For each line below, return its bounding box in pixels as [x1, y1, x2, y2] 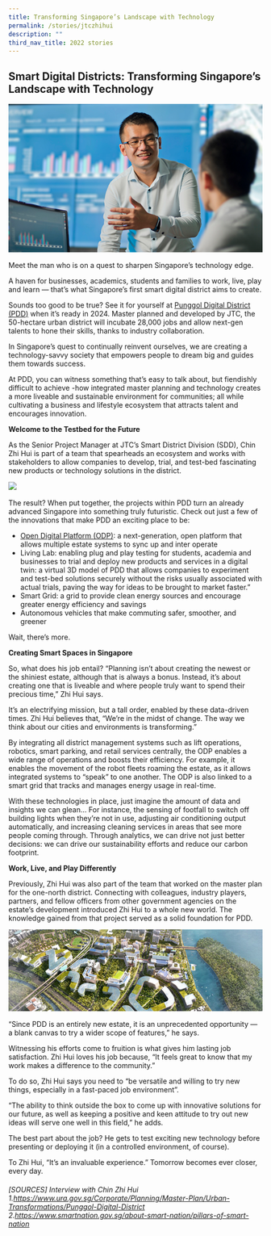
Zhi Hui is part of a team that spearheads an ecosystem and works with [8, 449, 246, 459]
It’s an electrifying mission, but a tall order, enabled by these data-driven [8, 705, 249, 714]
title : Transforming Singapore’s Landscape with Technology [8, 13, 215, 21]
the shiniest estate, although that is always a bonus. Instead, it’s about [8, 672, 241, 682]
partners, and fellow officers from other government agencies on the [8, 896, 237, 906]
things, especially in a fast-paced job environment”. [8, 1085, 179, 1095]
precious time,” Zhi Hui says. [8, 689, 103, 699]
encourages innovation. [8, 409, 87, 419]
